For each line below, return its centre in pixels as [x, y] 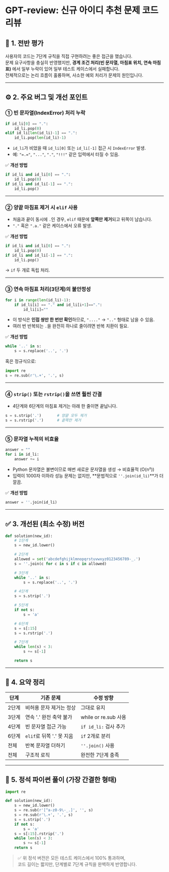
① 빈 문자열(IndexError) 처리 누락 [45, 113]
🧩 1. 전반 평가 [24, 43]
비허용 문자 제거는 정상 [50, 707]
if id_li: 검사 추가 [103, 726]
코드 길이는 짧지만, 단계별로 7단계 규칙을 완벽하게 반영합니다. [77, 864]
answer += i [27, 459]
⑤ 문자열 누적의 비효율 [32, 439]
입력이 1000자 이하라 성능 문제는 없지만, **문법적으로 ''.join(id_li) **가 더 [88, 475]
